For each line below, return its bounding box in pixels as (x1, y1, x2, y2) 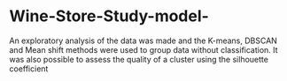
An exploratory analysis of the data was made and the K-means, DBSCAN (9, 35, 277, 46)
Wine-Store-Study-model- (9, 6, 210, 26)
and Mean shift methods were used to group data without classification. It (9, 44, 278, 55)
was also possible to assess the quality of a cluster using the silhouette (9, 54, 268, 64)
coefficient (9, 63, 49, 74)
